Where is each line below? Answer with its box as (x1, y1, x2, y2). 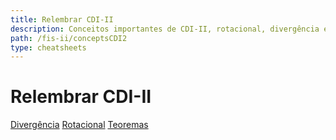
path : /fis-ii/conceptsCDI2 (10, 33, 128, 43)
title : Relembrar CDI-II (10, 14, 114, 25)
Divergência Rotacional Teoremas (10, 119, 149, 131)
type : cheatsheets (10, 42, 87, 53)
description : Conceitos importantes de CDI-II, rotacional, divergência (10, 24, 320, 34)
